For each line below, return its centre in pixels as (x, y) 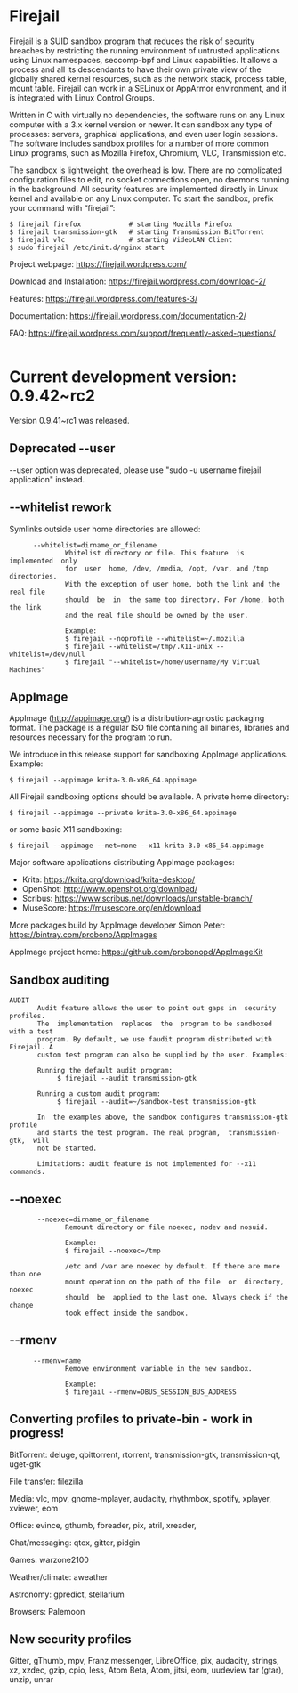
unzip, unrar (32, 1680)
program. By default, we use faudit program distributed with (155, 1040)
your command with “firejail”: (62, 207)
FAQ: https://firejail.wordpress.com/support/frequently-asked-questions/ (142, 333)
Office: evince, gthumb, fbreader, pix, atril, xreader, (103, 1525)
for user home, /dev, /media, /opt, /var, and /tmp (167, 568)
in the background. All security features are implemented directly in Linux (144, 189)
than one (25, 1274)
